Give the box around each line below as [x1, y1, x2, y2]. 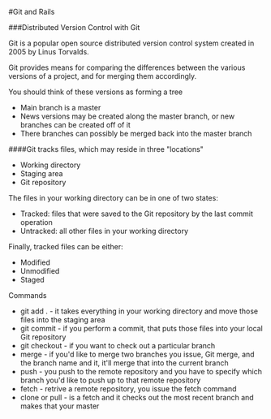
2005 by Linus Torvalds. [8, 47, 89, 56]
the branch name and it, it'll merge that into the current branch [19, 358, 229, 368]
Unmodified [19, 266, 60, 275]
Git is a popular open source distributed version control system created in [8, 38, 255, 48]
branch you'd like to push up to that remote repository [19, 375, 201, 385]
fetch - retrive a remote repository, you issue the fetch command [19, 384, 237, 393]
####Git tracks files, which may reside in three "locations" [8, 145, 204, 153]
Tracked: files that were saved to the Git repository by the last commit [19, 209, 254, 218]
